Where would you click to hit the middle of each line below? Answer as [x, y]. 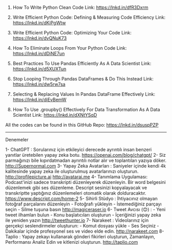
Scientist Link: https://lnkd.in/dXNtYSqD [55, 115]
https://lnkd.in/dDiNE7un [39, 54]
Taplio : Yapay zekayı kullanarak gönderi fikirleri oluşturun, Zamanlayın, [80, 237]
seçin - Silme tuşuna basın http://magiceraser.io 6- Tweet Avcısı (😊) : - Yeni [85, 209]
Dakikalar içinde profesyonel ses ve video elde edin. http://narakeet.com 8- [85, 231]
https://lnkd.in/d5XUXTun [39, 69]
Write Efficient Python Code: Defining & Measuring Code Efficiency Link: [89, 17]
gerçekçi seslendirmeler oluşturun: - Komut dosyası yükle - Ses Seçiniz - [82, 226]
